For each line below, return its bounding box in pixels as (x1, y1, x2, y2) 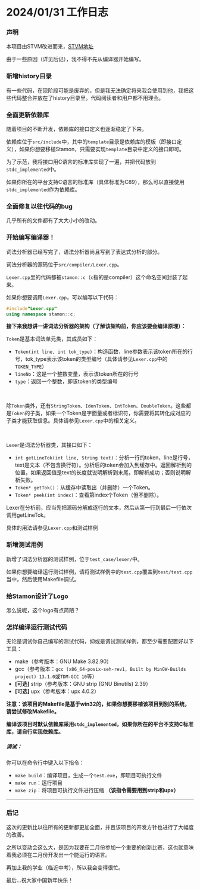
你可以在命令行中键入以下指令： (6, 759, 85, 767)
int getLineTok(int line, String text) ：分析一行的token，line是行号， (14, 454, 193, 461)
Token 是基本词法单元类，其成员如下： (6, 335, 98, 342)
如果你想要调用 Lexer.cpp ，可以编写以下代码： (6, 293, 119, 301)
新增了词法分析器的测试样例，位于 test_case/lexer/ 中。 (6, 555, 143, 562)
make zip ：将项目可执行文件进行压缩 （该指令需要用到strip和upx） (14, 787, 179, 794)
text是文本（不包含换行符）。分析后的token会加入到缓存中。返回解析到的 (14, 461, 192, 469)
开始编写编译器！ (6, 234, 55, 242)
